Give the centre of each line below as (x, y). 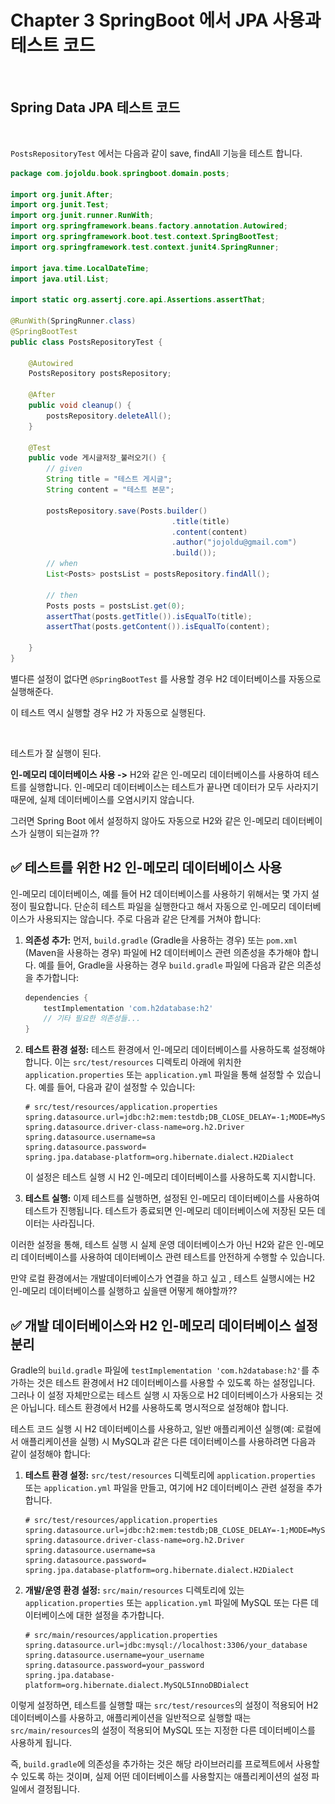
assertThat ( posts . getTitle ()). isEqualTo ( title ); (149, 616)
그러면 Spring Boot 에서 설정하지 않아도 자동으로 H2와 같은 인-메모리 (145, 820)
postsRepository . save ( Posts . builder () (127, 511)
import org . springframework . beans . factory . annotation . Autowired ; (149, 226)
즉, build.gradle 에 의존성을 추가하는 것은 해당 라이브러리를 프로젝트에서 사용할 (165, 1764)
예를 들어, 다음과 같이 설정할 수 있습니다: (117, 1087)
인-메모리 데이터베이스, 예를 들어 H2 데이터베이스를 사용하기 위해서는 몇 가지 (160, 893)
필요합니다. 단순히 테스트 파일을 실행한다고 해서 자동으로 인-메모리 (157, 906)
